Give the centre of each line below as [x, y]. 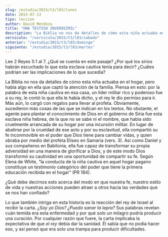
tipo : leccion [20, 19]
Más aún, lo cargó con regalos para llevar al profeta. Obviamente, [72, 103]
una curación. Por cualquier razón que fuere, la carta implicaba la [72, 218]
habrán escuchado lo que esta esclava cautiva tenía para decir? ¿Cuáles [80, 67]
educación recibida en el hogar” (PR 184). [48, 172]
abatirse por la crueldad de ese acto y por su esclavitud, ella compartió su [81, 130]
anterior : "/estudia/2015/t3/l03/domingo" [50, 43]
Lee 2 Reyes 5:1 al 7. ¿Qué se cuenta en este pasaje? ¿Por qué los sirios [79, 61]
